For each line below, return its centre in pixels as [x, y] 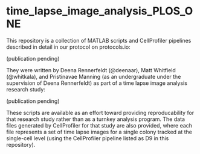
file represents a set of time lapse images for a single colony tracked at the [99, 132]
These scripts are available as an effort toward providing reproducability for [100, 112]
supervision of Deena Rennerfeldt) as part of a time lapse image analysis [97, 83]
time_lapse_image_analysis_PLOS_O [100, 11]
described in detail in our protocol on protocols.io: [69, 47]
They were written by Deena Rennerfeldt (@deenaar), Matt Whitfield [91, 70]
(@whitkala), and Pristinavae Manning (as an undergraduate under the [94, 76]
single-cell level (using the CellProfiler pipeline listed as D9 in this [88, 138]
